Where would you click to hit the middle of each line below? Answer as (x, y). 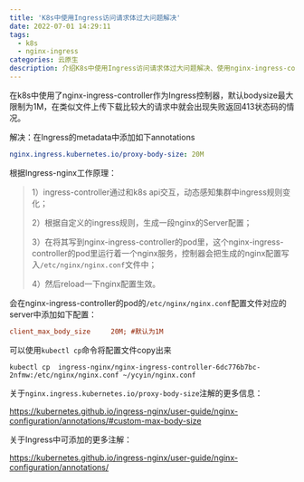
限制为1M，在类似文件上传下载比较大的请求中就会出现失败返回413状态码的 (148, 106)
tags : (19, 34)
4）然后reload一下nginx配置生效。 (96, 284)
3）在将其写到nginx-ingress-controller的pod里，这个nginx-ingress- (157, 242)
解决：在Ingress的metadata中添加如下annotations (102, 137)
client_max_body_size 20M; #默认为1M (86, 332)
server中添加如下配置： (53, 314)
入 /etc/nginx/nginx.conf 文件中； (94, 265)
